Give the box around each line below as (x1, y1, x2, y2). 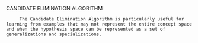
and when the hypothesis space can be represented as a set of (6, 26, 166, 32)
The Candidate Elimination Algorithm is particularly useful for (19, 16, 184, 22)
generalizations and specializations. (6, 31, 102, 37)
